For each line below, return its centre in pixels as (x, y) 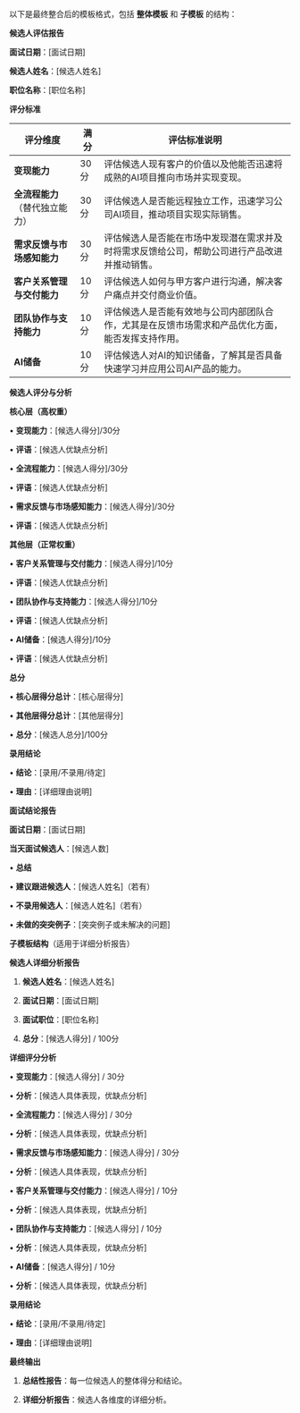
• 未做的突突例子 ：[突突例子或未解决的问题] (90, 924)
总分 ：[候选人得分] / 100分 (71, 1038)
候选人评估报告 (37, 33)
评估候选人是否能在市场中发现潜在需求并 (189, 238)
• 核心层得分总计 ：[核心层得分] (67, 696)
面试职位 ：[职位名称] (61, 1020)
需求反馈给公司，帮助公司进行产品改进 (202, 251)
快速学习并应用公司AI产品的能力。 (175, 368)
